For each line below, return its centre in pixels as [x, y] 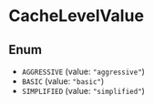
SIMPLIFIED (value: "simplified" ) [83, 91]
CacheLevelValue [77, 16]
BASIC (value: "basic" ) [63, 81]
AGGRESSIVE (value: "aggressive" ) [83, 71]
